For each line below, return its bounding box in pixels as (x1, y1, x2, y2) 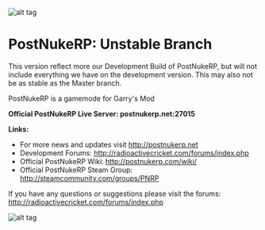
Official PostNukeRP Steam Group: (19, 165, 133, 174)
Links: (8, 124, 29, 134)
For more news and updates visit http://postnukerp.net (19, 140, 198, 149)
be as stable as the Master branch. (8, 78, 121, 87)
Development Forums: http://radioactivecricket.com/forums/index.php (19, 148, 249, 158)
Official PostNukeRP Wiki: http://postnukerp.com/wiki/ (19, 156, 197, 166)
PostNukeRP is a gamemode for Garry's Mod (8, 94, 155, 103)
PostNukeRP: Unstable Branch (8, 36, 213, 53)
